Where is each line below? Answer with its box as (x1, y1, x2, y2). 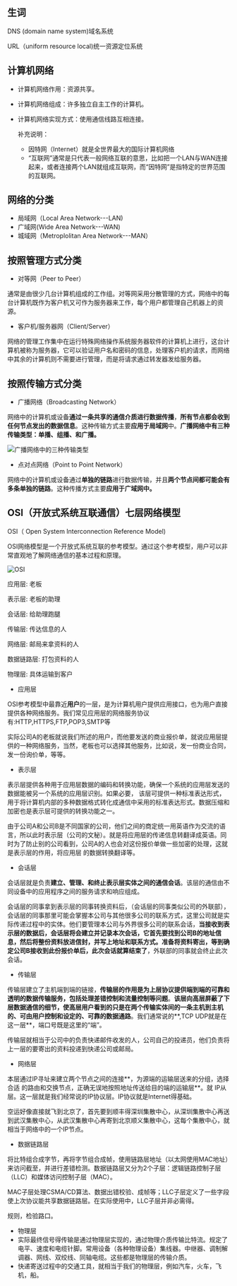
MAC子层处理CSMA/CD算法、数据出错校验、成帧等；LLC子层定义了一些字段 (7, 1187, 229, 1196)
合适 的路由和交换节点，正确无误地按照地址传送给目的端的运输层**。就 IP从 (7, 1083, 227, 1092)
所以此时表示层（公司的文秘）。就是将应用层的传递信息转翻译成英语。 (19, 830, 221, 839)
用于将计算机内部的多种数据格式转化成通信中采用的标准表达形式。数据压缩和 (7, 797, 230, 806)
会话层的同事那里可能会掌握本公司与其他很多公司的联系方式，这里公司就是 (7, 911, 224, 919)
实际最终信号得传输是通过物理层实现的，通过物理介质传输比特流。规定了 (17, 1235, 228, 1244)
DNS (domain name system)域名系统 (7, 27, 114, 35)
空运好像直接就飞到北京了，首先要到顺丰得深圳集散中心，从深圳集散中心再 (7, 1107, 224, 1116)
